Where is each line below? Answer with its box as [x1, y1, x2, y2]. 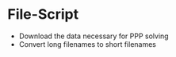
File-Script [7, 5, 79, 23]
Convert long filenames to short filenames [18, 39, 156, 48]
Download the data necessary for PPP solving [18, 31, 169, 41]
